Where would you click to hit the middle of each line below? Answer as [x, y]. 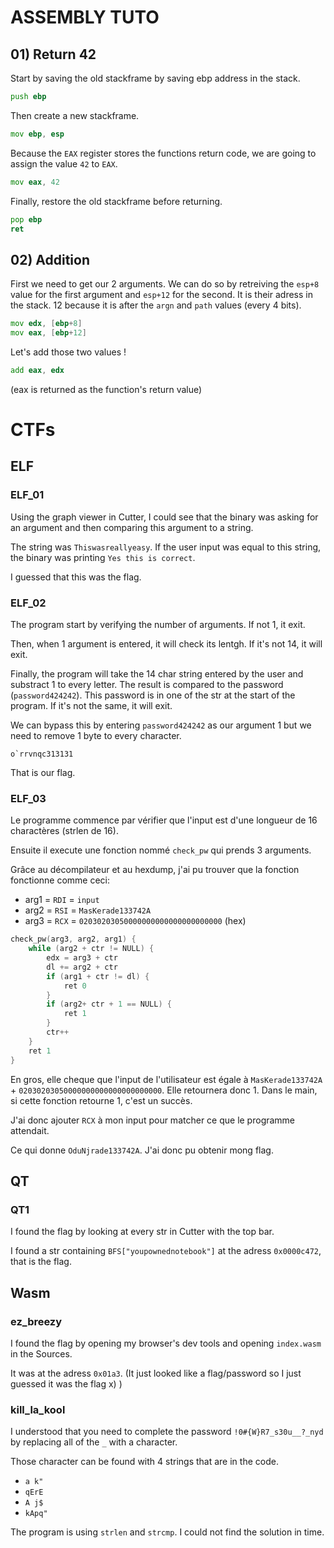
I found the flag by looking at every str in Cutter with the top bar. [142, 1232]
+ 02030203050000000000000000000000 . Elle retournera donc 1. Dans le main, [164, 1090]
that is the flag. [41, 1262]
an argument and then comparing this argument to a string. [132, 527]
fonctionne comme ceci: [60, 880]
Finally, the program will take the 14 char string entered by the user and [157, 673]
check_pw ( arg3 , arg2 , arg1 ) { [73, 939]
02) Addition [50, 259]
